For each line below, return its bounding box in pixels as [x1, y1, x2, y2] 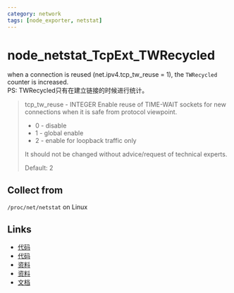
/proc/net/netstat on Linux [7, 203, 88, 211]
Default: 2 [24, 163, 54, 173]
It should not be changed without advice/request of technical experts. [24, 150, 228, 158]
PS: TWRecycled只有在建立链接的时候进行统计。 [7, 86, 149, 95]
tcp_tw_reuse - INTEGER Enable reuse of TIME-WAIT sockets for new [24, 100, 227, 109]
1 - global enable [35, 129, 84, 137]
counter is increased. [7, 78, 69, 87]
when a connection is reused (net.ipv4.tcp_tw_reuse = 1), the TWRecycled [7, 70, 218, 79]
